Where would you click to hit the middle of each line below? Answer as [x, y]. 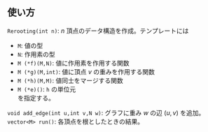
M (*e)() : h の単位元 [47, 89]
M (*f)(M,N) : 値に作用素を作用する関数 [73, 63]
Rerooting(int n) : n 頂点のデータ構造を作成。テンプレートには [98, 31]
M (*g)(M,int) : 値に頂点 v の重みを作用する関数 [86, 71]
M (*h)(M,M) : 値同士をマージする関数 [70, 80]
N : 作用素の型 [36, 54]
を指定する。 [36, 98]
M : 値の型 [30, 45]
